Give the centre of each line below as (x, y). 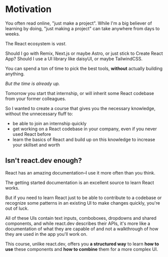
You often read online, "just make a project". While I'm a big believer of (79, 23)
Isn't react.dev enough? (44, 161)
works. (12, 188)
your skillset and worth (36, 145)
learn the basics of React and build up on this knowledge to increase (84, 139)
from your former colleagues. (36, 99)
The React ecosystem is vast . (36, 43)
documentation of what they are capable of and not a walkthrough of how (82, 229)
